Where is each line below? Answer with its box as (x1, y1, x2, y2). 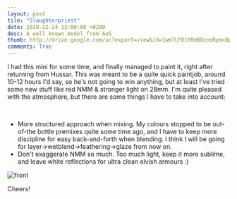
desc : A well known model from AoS (7, 30, 112, 37)
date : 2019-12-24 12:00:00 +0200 (7, 23, 106, 30)
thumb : (7, 37, 27, 44)
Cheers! (7, 185, 30, 193)
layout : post (7, 10, 46, 18)
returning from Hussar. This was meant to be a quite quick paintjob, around (7, 70, 226, 78)
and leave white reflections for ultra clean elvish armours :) (17, 157, 189, 166)
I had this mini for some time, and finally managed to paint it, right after (7, 63, 213, 71)
